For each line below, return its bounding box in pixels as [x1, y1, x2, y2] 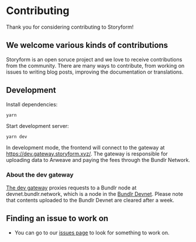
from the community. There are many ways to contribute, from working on [6, 62, 185, 69]
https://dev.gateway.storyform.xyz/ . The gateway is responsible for [6, 150, 168, 157]
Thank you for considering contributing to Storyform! [6, 23, 134, 30]
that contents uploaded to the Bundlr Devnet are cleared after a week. [6, 196, 174, 203]
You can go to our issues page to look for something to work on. [14, 229, 170, 236]
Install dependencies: [6, 101, 58, 108]
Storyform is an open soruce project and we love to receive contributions [6, 56, 183, 63]
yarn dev [6, 133, 27, 140]
